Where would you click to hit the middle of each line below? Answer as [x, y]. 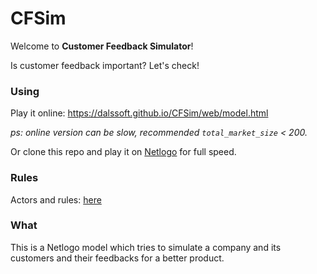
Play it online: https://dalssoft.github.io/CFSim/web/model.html [139, 113]
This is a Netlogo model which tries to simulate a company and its [146, 247]
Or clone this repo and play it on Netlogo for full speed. [123, 152]
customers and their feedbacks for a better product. [117, 258]
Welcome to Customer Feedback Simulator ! [102, 46]
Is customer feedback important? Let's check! [105, 65]
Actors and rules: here [56, 199]
